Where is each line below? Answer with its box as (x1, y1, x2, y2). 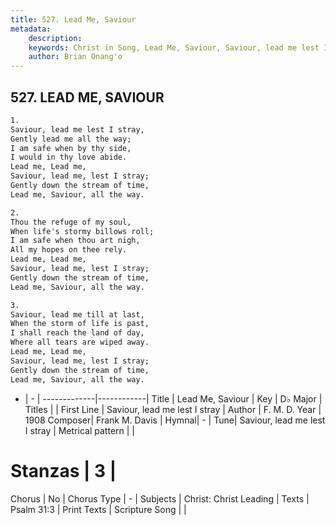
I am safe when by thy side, (10, 143, 132, 153)
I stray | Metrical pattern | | (24, 424, 136, 436)
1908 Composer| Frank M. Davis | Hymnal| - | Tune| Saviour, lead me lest (24, 414, 326, 426)
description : (28, 33, 83, 43)
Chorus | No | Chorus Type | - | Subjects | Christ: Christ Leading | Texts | (10, 492, 310, 505)
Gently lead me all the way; (10, 134, 132, 144)
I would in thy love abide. (10, 152, 128, 163)
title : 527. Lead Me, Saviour (10, 14, 137, 25)
